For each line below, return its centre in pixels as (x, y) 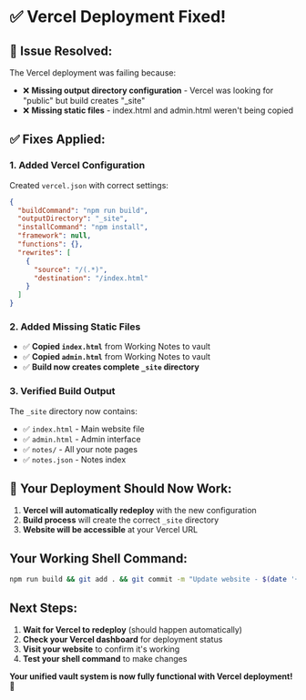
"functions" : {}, (51, 244)
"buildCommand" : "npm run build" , (83, 210)
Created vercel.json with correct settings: (89, 185)
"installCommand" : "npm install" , (83, 228)
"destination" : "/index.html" (91, 278)
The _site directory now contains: (74, 411)
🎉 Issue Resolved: (61, 51)
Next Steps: (43, 608)
